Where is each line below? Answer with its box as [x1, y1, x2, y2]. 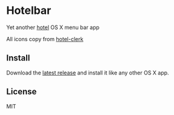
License [6, 87, 37, 97]
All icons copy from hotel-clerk [6, 35, 84, 42]
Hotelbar [6, 4, 52, 18]
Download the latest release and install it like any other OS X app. [6, 69, 169, 76]
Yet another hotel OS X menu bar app [6, 24, 100, 31]
